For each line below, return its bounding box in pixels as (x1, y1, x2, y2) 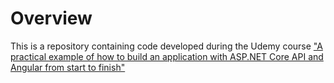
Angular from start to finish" (10, 61, 126, 73)
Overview (10, 7, 93, 30)
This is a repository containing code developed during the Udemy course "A (10, 40, 323, 52)
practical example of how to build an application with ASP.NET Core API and (10, 50, 324, 62)
